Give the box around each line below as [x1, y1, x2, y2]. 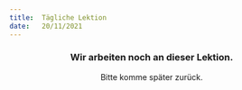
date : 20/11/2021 [9, 22, 83, 31]
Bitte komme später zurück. [100, 71, 203, 82]
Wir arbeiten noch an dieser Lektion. [70, 51, 234, 64]
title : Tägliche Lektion [9, 13, 107, 22]
